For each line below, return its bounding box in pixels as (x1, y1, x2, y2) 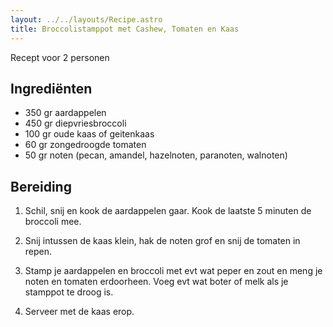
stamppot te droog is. (24, 286, 114, 298)
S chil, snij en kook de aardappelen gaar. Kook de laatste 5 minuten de (24, 205, 312, 217)
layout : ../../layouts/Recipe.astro (10, 14, 163, 25)
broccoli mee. (24, 216, 82, 228)
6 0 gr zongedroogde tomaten (24, 139, 147, 151)
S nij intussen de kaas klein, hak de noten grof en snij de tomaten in (24, 235, 301, 247)
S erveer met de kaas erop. (24, 306, 135, 318)
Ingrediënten (10, 80, 93, 97)
